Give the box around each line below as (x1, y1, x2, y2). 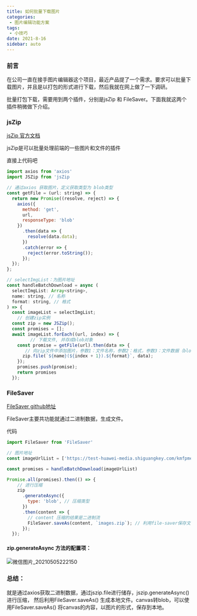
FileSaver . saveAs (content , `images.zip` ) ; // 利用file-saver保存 (27, 520, 186, 526)
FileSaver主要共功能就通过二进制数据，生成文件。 (6, 415, 126, 422)
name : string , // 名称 (12, 293, 65, 299)
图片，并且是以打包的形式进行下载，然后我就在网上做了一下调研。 (11, 83, 171, 91)
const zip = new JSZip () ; (12, 320, 75, 327)
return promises (17, 369, 57, 375)
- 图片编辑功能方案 (9, 19, 50, 25)
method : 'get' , (22, 206, 60, 213)
